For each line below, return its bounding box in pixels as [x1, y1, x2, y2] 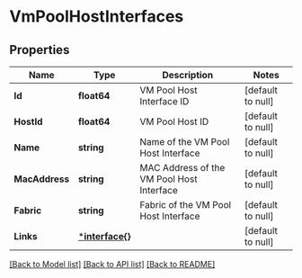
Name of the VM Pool [138, 136, 230, 148]
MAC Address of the [138, 162, 226, 174]
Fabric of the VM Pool [138, 199, 232, 211]
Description [161, 69, 214, 81]
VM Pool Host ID [138, 115, 209, 128]
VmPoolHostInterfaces [9, 6, 184, 27]
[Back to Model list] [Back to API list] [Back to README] [9, 259, 216, 269]
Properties [9, 42, 70, 58]
